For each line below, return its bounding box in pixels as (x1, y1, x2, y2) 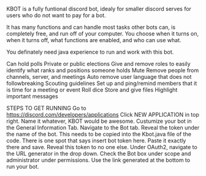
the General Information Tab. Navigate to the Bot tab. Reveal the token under (6, 124, 200, 131)
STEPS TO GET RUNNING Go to (6, 105, 87, 112)
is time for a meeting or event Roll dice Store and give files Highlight (6, 86, 178, 94)
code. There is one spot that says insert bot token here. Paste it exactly (6, 137, 186, 144)
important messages (6, 93, 58, 100)
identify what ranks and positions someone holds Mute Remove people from (6, 67, 199, 74)
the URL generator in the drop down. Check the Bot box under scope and (6, 150, 191, 157)
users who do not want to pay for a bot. (6, 12, 106, 19)
